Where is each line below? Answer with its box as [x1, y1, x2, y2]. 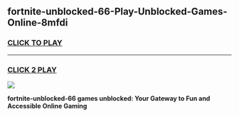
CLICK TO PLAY [7, 38, 63, 48]
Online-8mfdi [7, 17, 68, 29]
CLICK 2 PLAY [7, 65, 57, 74]
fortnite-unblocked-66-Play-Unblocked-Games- [7, 6, 228, 18]
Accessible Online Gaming [7, 101, 87, 110]
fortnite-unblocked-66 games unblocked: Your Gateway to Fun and [7, 94, 211, 102]
